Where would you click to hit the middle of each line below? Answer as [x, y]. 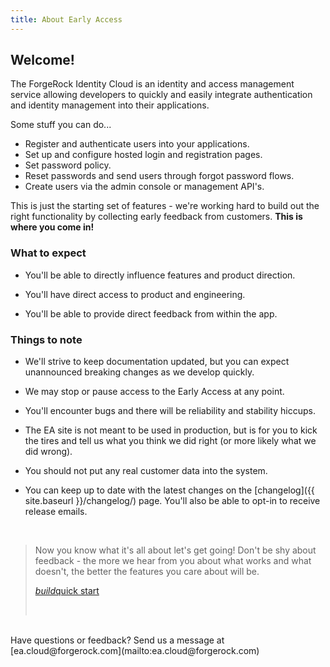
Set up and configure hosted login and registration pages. [143, 155]
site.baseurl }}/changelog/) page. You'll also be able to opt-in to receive [172, 501]
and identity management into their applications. [110, 105]
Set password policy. [68, 165]
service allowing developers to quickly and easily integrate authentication [161, 95]
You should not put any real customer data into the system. [146, 471]
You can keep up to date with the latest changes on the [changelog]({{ [169, 490]
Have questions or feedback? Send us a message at [117, 640]
